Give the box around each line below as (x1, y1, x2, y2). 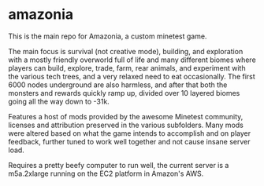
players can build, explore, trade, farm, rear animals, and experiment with (8, 63, 246, 72)
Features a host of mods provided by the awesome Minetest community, (8, 111, 244, 121)
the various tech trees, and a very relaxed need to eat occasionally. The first (8, 71, 256, 81)
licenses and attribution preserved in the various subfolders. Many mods (8, 120, 244, 129)
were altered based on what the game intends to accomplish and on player (8, 128, 251, 138)
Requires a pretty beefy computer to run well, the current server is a (8, 160, 229, 170)
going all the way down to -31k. (8, 97, 110, 106)
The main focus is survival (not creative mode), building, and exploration (8, 46, 244, 56)
